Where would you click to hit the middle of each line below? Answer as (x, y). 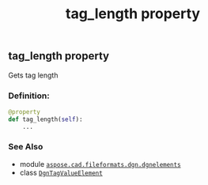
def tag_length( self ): (45, 119)
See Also (26, 147)
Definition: (29, 96)
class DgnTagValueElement (61, 172)
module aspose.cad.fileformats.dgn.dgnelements (100, 164)
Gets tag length (33, 75)
